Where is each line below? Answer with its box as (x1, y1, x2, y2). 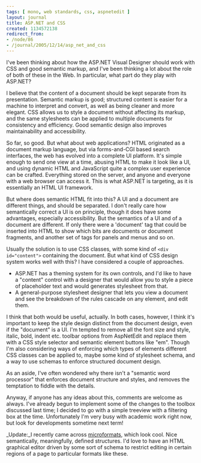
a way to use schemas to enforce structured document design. (6, 357, 161, 365)
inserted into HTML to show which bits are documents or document (6, 227, 173, 234)
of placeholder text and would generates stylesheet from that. (14, 282, 169, 290)
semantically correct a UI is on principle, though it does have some (6, 208, 172, 215)
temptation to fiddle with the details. (6, 382, 95, 389)
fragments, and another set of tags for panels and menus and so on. (6, 233, 175, 240)
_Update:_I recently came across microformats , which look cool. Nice (6, 431, 178, 438)
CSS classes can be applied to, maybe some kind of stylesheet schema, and (6, 351, 195, 359)
